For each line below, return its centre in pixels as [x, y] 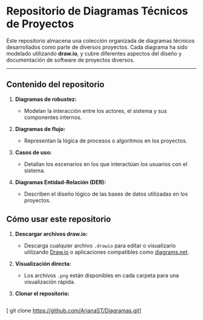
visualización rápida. [50, 281]
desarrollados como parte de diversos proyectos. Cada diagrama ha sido [97, 47]
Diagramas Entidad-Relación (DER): [60, 182]
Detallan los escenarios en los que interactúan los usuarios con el [106, 164]
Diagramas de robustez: [46, 99]
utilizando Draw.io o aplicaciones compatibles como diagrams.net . [106, 252]
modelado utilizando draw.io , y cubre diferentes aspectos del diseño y [94, 53]
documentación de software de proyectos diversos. [70, 60]
